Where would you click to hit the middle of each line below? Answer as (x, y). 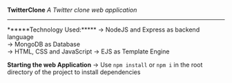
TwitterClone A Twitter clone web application (72, 10)
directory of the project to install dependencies (74, 72)
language (20, 37)
